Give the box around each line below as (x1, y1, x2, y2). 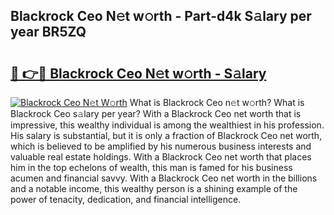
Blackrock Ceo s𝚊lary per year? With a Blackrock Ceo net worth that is (10, 108, 302, 119)
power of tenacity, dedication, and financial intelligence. (10, 194, 242, 205)
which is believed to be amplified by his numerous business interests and (10, 140, 312, 152)
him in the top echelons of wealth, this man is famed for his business (10, 162, 293, 173)
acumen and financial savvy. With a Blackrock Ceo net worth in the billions (10, 172, 318, 184)
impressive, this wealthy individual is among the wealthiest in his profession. (10, 119, 325, 131)
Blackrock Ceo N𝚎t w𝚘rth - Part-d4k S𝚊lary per (10, 8, 312, 25)
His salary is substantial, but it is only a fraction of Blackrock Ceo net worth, (10, 130, 323, 141)
